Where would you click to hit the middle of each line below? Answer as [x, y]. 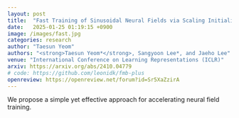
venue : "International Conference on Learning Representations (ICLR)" [116, 60]
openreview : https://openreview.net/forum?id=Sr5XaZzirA [94, 79]
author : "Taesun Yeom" [41, 47]
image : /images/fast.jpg [44, 34]
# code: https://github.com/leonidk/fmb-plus [76, 73]
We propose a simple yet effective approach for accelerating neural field [113, 100]
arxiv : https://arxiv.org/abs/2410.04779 [70, 66]
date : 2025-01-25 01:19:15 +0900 [60, 27]
